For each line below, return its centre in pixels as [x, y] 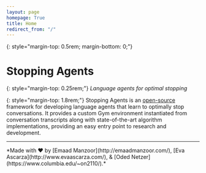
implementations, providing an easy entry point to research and [86, 126]
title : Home [21, 23]
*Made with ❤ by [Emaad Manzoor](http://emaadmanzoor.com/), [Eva [96, 150]
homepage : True [26, 18]
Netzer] [141, 157]
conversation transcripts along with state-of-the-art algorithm [84, 120]
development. [24, 133]
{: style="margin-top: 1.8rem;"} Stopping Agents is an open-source [91, 100]
